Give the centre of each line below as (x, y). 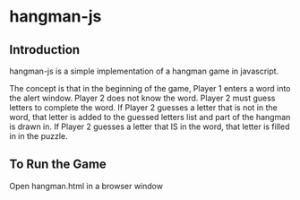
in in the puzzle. (39, 136)
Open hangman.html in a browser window (86, 186)
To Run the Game (58, 165)
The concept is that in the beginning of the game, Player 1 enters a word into (150, 88)
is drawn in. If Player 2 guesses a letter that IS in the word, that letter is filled (150, 126)
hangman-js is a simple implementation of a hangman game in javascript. (144, 71)
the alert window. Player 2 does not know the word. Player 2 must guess (142, 98)
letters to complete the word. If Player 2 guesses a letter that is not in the (143, 108)
